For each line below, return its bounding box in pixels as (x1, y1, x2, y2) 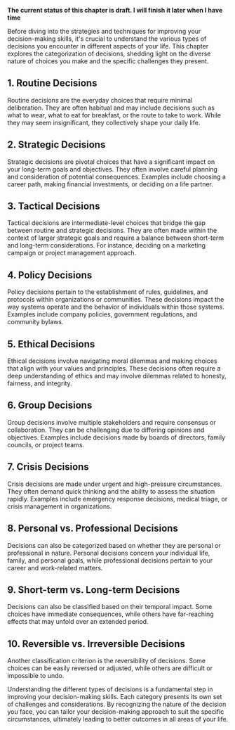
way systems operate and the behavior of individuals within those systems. (7, 302, 224, 312)
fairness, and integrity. (7, 379, 72, 388)
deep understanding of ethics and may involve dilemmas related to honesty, (7, 372, 227, 380)
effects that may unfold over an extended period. (7, 617, 149, 626)
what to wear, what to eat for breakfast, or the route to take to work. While (7, 110, 221, 119)
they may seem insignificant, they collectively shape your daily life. (7, 118, 201, 127)
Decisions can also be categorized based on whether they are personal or (7, 541, 221, 549)
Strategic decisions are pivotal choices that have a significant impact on (7, 158, 215, 166)
